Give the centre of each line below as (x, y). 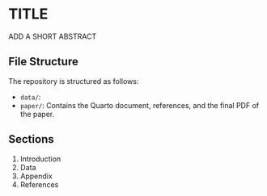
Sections (31, 139)
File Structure (43, 62)
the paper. (37, 114)
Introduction (40, 159)
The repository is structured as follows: (74, 81)
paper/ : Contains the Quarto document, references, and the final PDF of (140, 105)
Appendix (36, 176)
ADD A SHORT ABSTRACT (53, 36)
